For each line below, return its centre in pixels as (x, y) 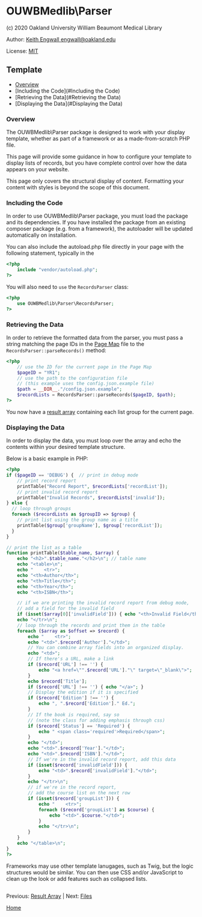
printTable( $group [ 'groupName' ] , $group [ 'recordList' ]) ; (90, 525)
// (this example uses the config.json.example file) (86, 384)
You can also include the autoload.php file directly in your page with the (95, 247)
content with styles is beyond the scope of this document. (78, 187)
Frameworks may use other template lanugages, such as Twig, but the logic (100, 866)
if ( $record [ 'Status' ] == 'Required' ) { (79, 726)
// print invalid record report (57, 492)
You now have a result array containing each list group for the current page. (100, 412)
